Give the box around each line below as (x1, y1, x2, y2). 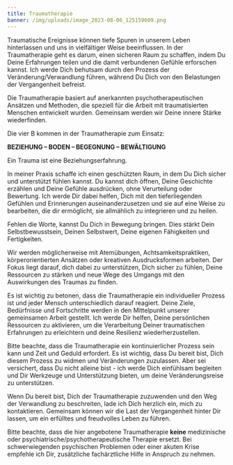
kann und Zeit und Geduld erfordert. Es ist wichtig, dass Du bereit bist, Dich (7, 349, 224, 357)
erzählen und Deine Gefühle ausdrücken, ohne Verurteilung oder (7, 184, 193, 193)
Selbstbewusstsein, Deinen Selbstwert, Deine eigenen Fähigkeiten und (7, 227, 210, 236)
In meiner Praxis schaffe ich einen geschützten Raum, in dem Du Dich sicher (7, 170, 226, 178)
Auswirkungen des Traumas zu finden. (7, 277, 118, 286)
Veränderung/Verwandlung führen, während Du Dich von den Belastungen (7, 72, 220, 81)
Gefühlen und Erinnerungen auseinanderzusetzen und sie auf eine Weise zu (7, 199, 225, 207)
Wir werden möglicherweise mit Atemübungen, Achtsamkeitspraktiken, (7, 248, 211, 256)
